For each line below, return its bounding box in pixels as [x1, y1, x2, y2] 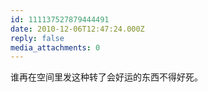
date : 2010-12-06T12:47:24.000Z [10, 24, 145, 34]
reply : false [10, 33, 65, 43]
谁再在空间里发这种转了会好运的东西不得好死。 [10, 71, 203, 83]
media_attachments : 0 [10, 42, 101, 53]
